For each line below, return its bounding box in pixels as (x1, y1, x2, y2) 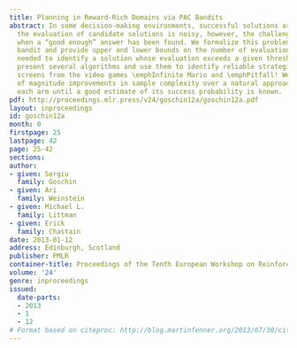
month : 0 (9, 120, 42, 129)
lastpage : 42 (9, 136, 57, 145)
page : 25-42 (9, 144, 53, 153)
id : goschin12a (9, 112, 65, 120)
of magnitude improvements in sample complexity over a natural (17, 79, 259, 88)
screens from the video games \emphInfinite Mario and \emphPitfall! (17, 71, 278, 80)
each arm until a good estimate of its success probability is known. (17, 87, 283, 96)
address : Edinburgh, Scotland (9, 244, 121, 252)
